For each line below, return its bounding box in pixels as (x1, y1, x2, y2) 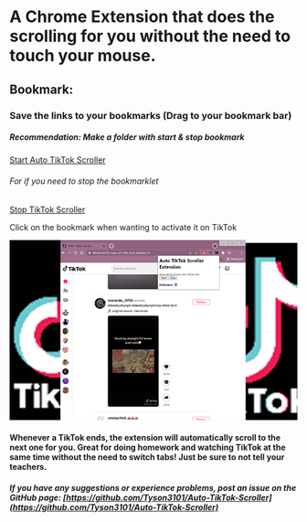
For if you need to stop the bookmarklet (9, 176, 159, 186)
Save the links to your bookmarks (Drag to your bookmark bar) (9, 109, 292, 122)
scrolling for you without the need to (9, 26, 291, 47)
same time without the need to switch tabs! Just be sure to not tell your (9, 452, 285, 463)
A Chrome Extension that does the (9, 6, 275, 27)
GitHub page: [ (9, 492, 67, 503)
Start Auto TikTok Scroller (9, 154, 107, 165)
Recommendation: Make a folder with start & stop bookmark (9, 132, 245, 143)
